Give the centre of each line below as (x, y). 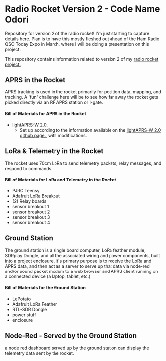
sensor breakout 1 (30, 206)
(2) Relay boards (29, 201)
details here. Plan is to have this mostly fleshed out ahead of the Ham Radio (82, 39)
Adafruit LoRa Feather (35, 304)
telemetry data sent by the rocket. (40, 353)
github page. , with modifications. (53, 135)
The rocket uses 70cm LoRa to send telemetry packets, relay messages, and (83, 163)
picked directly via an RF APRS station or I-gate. (54, 102)
